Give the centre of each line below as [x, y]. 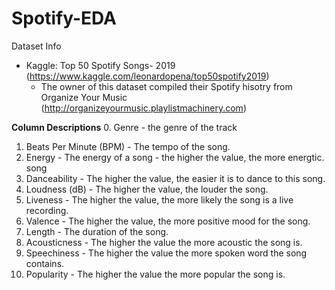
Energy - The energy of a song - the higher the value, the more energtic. [175, 157]
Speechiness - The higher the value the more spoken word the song [166, 253]
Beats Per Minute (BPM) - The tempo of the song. [128, 146]
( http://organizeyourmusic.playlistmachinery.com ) [143, 108]
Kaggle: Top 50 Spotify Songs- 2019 [100, 65]
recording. [47, 210]
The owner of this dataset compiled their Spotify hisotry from [166, 86]
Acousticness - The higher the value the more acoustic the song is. [164, 242]
